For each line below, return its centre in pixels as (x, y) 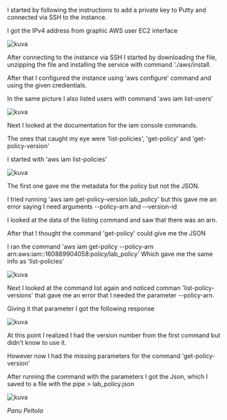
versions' (20, 295)
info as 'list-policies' (35, 261)
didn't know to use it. (37, 343)
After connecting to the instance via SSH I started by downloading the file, (112, 57)
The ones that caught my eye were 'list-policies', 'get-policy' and (99, 138)
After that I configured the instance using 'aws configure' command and (109, 78)
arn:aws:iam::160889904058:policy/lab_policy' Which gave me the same (110, 254)
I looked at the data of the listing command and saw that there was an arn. (112, 220)
